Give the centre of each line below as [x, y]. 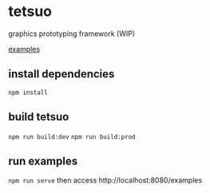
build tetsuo [39, 117]
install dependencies [61, 74]
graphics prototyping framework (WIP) [72, 33]
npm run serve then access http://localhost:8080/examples [105, 180]
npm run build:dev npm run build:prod [72, 137]
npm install [28, 93]
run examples [43, 161]
